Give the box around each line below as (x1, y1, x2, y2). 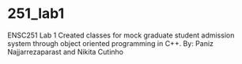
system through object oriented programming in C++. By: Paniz (7, 38, 214, 48)
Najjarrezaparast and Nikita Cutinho (7, 47, 124, 56)
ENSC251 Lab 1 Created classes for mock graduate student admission (7, 30, 235, 40)
